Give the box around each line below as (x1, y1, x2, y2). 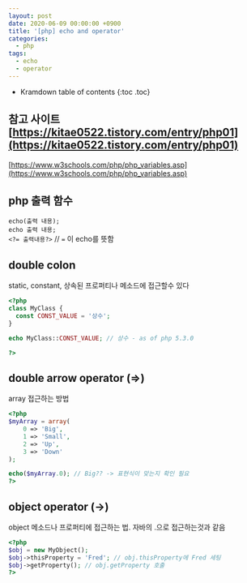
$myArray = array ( (8, 418, 70, 426)
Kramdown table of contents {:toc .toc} (19, 87, 151, 96)
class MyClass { (8, 305, 63, 313)
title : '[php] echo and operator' (8, 27, 126, 35)
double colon (8, 258, 76, 272)
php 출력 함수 (8, 194, 73, 208)
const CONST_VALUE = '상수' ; (15, 311, 111, 320)
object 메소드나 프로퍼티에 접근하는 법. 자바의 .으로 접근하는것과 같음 (8, 522, 226, 532)
